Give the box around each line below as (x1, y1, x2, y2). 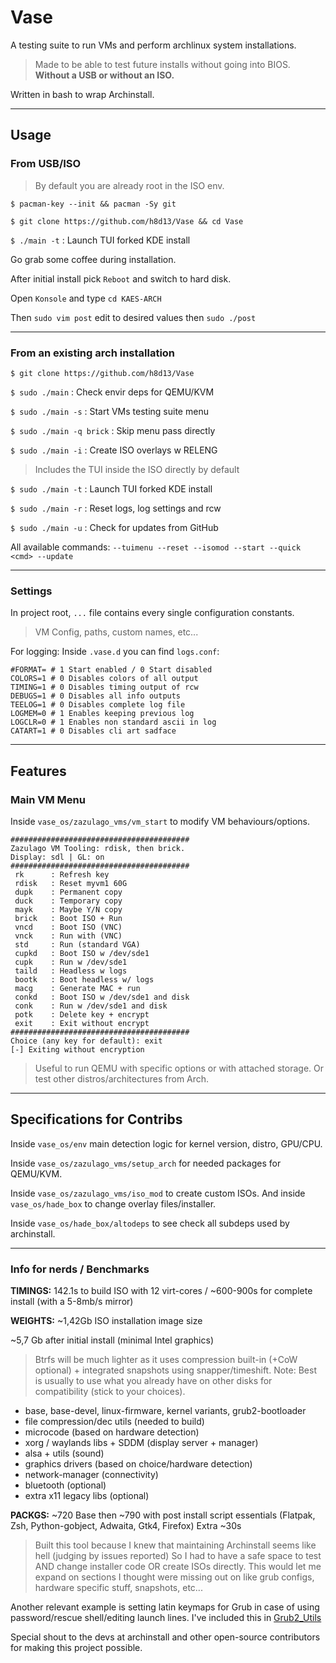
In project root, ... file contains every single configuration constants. (10, 607, 295, 619)
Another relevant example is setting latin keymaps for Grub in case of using (10, 1601, 320, 1613)
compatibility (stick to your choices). (34, 1386, 186, 1398)
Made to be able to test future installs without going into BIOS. (34, 58, 291, 70)
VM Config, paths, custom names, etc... (34, 626, 199, 638)
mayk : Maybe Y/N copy (14, 904, 123, 915)
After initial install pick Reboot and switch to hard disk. (10, 272, 232, 285)
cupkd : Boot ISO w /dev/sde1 (14, 948, 150, 958)
